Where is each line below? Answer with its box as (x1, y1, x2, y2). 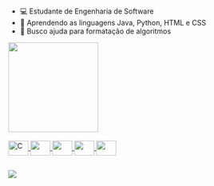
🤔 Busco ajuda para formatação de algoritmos (19, 26, 172, 36)
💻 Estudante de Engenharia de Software (19, 6, 154, 16)
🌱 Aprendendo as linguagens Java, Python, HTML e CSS (19, 18, 206, 27)
